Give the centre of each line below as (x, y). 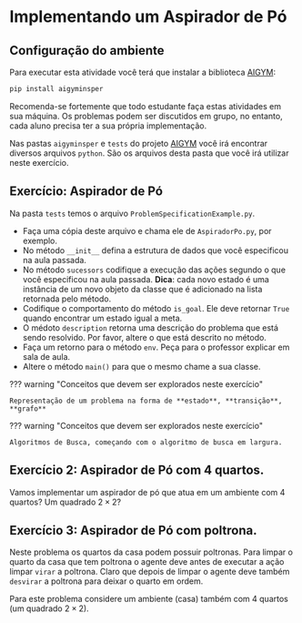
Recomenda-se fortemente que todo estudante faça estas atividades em (146, 106)
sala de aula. (46, 356)
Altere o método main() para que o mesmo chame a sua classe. (141, 366)
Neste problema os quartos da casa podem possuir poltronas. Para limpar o (151, 552)
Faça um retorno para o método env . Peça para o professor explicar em (156, 347)
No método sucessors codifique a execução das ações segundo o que (154, 270)
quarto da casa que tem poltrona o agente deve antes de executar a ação (147, 562)
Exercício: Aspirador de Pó (86, 192)
